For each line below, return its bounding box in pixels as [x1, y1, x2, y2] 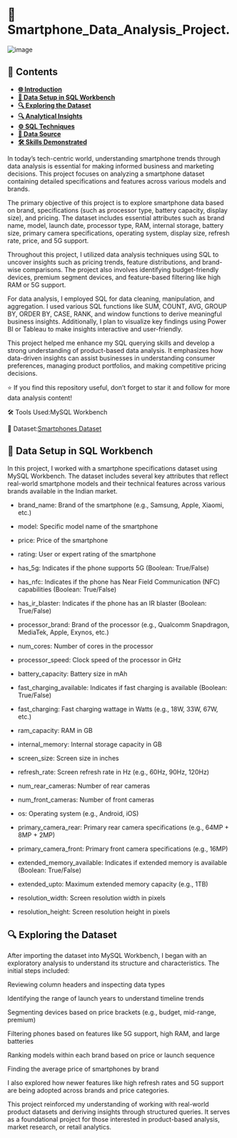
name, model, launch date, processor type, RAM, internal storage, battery [7, 221, 223, 229]
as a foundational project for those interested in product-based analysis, [7, 1115, 220, 1124]
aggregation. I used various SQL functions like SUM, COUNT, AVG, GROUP [7, 301, 227, 310]
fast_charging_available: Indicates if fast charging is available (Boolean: [17, 683, 228, 692]
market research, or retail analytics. [7, 1123, 112, 1132]
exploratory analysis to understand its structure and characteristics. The [7, 959, 220, 967]
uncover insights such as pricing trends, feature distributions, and [7, 257, 201, 266]
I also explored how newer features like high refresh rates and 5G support [7, 1079, 224, 1087]
